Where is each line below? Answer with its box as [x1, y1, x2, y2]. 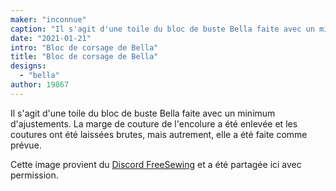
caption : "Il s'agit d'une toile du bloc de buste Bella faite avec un [10, 24, 315, 34]
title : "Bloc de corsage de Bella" [10, 52, 159, 62]
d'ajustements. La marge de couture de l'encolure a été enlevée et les [10, 117, 298, 130]
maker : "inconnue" [10, 14, 87, 25]
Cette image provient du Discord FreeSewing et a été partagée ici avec [10, 158, 302, 170]
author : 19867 [10, 80, 70, 90]
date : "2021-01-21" [10, 33, 92, 43]
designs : [10, 61, 47, 71]
